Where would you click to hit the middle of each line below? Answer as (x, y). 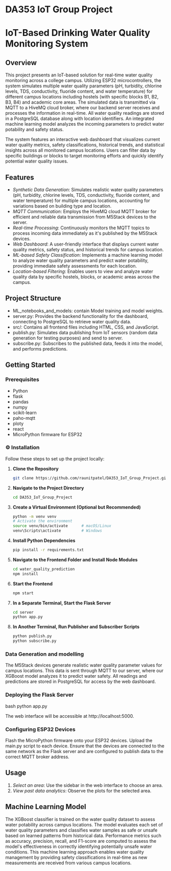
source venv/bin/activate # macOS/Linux (62, 526)
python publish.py (32, 636)
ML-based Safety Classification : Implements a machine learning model (87, 255)
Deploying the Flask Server (40, 695)
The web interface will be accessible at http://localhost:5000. (70, 716)
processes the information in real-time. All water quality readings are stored (85, 113)
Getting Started (30, 365)
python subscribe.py (34, 641)
